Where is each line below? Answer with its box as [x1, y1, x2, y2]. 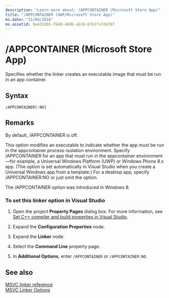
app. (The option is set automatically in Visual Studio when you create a [5, 163, 156, 169]
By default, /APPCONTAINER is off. [5, 132, 78, 138]
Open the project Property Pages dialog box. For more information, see [12, 208, 163, 215]
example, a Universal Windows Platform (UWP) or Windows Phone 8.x [17, 158, 164, 164]
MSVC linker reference [5, 281, 53, 287]
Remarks [5, 118, 35, 127]
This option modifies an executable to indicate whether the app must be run [5, 142, 164, 148]
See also [5, 268, 33, 277]
